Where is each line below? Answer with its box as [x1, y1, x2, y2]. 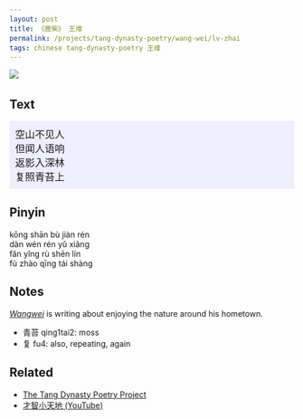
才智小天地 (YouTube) [22, 399, 104, 411]
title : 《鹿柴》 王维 [9, 24, 83, 33]
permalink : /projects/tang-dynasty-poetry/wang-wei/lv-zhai [9, 33, 241, 43]
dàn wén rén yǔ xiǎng [9, 238, 90, 249]
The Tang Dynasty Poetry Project [22, 389, 147, 400]
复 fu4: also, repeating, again [22, 338, 131, 348]
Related [9, 365, 54, 380]
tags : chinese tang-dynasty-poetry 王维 [9, 43, 161, 52]
